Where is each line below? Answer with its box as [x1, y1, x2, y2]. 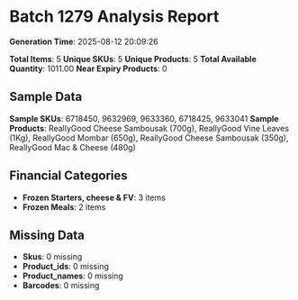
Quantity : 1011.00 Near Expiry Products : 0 [9, 63, 168, 74]
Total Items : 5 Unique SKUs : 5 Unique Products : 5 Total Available [9, 53, 257, 64]
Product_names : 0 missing [22, 270, 124, 281]
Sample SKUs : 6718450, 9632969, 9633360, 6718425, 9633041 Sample [9, 113, 279, 123]
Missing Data [9, 227, 86, 242]
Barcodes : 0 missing [22, 280, 100, 291]
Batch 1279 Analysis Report [9, 6, 220, 27]
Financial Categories [9, 168, 128, 184]
